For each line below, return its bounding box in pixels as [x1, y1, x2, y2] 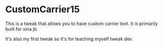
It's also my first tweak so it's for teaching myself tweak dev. [5, 36, 133, 42]
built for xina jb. [5, 26, 38, 32]
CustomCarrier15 [5, 4, 80, 15]
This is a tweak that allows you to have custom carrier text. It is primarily [5, 20, 158, 27]
